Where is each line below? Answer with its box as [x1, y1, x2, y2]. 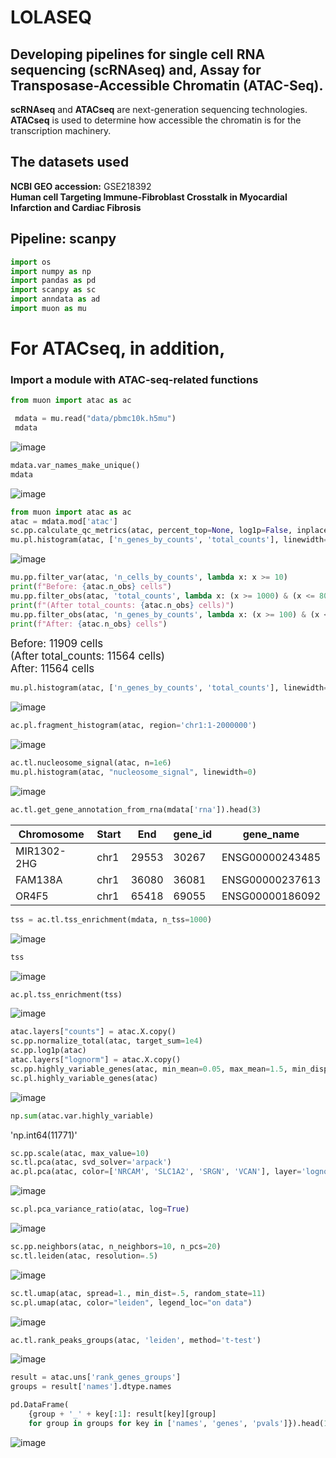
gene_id [173, 827, 212, 841]
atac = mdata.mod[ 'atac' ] [10, 516, 118, 526]
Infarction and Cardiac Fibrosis [10, 201, 142, 213]
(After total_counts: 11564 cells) [10, 649, 165, 663]
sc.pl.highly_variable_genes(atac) [10, 1073, 159, 1083]
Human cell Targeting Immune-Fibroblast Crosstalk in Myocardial [10, 191, 288, 203]
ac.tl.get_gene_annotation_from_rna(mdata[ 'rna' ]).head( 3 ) [10, 804, 262, 815]
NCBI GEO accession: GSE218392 [10, 180, 152, 192]
